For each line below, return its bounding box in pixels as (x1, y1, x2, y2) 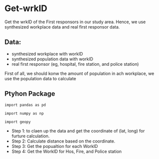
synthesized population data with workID (11, 56, 94, 62)
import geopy (4, 119, 31, 124)
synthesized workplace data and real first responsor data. (4, 24, 120, 29)
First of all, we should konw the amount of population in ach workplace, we (4, 71, 155, 76)
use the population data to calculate (4, 75, 76, 81)
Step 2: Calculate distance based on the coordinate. (11, 138, 115, 144)
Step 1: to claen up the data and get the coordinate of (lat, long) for (11, 128, 145, 133)
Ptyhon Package (4, 90, 55, 98)
